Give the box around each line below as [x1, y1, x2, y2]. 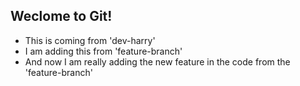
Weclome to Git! [10, 8, 113, 25]
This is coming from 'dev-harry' [24, 34, 156, 46]
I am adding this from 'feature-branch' [24, 45, 183, 57]
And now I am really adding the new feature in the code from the [24, 55, 291, 68]
